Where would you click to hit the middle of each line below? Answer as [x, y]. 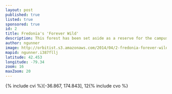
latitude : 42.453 [24, 57]
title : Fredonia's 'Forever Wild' [42, 34]
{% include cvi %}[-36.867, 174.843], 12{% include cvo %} [67, 86]
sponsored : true [23, 24]
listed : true [19, 19]
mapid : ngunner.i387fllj [32, 52]
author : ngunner [23, 43]
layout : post [19, 10]
